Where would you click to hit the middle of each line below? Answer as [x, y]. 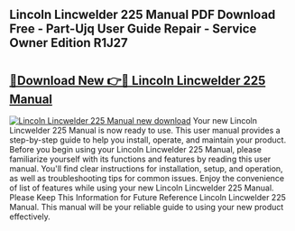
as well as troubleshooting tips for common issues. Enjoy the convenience [147, 178]
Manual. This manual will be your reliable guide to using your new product [147, 207]
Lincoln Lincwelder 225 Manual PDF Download [143, 15]
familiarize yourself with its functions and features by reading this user [140, 159]
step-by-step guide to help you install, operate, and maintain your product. [148, 140]
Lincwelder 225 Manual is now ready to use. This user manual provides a [145, 130]
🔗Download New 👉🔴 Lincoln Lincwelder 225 [138, 80]
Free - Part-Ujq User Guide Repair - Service [133, 29]
